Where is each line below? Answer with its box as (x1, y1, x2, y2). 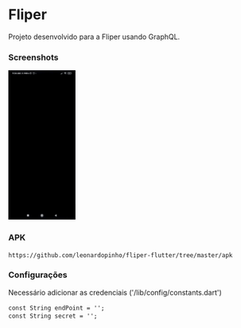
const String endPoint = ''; (8, 304, 105, 312)
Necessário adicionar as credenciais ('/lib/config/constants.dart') (8, 287, 223, 297)
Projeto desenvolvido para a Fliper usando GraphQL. (8, 32, 181, 41)
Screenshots (8, 52, 59, 63)
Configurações (8, 269, 68, 280)
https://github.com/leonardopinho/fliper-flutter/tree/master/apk (8, 251, 233, 260)
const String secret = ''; (8, 312, 98, 320)
